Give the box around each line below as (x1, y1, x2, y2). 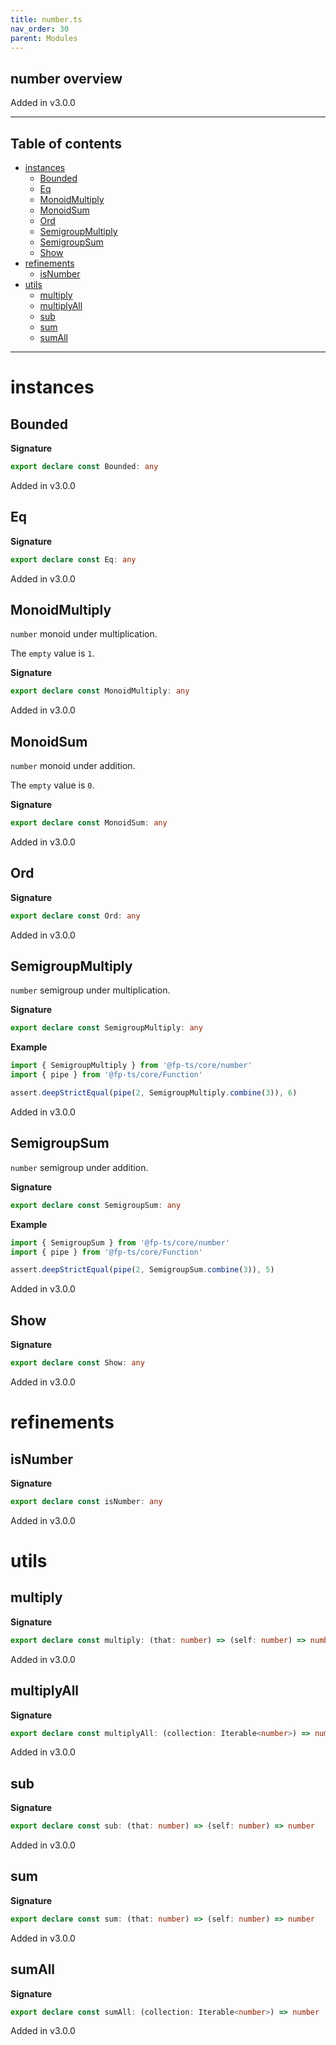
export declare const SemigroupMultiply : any (10, 1023, 203, 1033)
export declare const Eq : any (10, 554, 137, 565)
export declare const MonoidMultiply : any (10, 686, 190, 696)
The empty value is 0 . (10, 779, 95, 791)
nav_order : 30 (10, 24, 70, 34)
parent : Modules (10, 33, 78, 43)
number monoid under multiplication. (10, 628, 158, 640)
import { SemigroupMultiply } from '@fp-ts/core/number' (10, 1061, 253, 1071)
